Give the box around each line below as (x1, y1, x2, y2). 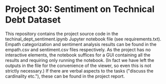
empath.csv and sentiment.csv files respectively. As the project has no (5, 46, 151, 52)
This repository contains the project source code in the (5, 30, 118, 36)
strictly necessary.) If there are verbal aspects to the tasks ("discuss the (5, 67, 154, 73)
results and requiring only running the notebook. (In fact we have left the (5, 57, 154, 63)
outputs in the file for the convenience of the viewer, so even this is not (5, 62, 151, 68)
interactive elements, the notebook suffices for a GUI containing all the (5, 51, 151, 58)
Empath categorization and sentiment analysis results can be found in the (5, 41, 156, 47)
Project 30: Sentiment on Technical (5, 3, 155, 15)
